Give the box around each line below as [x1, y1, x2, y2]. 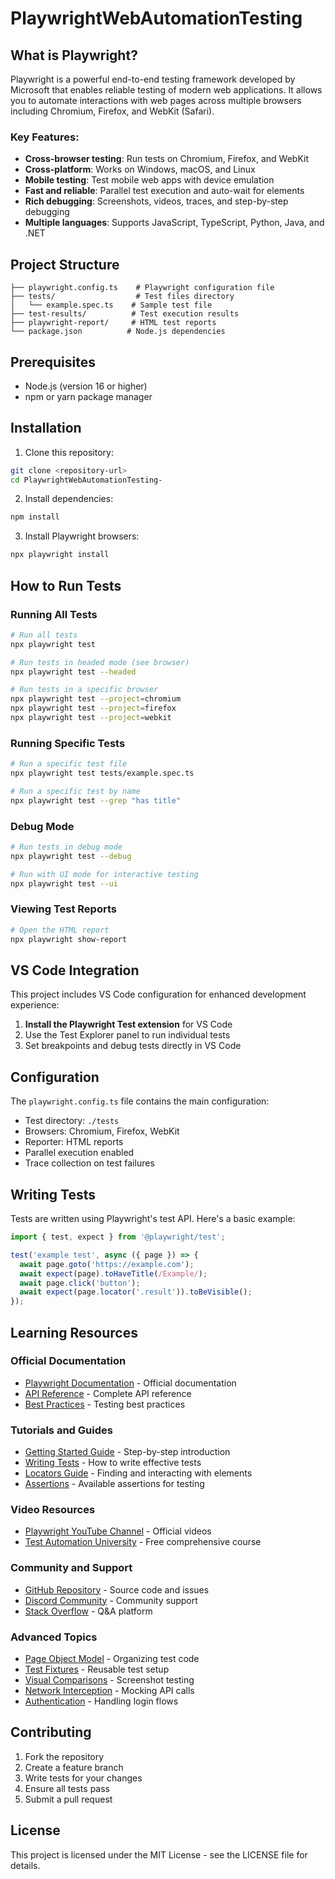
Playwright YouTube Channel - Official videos [24, 1525, 212, 1537]
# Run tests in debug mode [10, 842, 123, 852]
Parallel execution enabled [24, 1147, 135, 1159]
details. [10, 1859, 41, 1871]
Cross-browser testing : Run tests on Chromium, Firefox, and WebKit [24, 153, 309, 165]
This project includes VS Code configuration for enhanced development [10, 988, 307, 1001]
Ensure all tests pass [24, 1782, 110, 1794]
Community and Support [10, 1561, 133, 1575]
